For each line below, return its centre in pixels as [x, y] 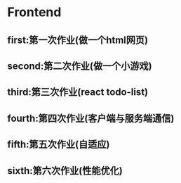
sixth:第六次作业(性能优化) [65, 171]
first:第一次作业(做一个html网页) [78, 40]
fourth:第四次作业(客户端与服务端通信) [91, 118]
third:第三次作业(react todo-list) [78, 92]
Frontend [34, 12]
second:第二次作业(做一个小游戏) [80, 66]
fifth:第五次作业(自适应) [59, 145]
